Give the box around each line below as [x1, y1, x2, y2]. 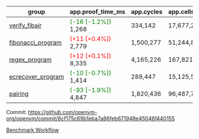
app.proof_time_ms [69, 8, 126, 15]
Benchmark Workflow [6, 127, 59, 133]
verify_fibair [9, 21, 42, 29]
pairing [9, 90, 29, 97]
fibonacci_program [9, 39, 62, 46]
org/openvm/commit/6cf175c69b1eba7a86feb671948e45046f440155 [6, 115, 175, 122]
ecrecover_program [9, 72, 64, 81]
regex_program [9, 56, 52, 64]
